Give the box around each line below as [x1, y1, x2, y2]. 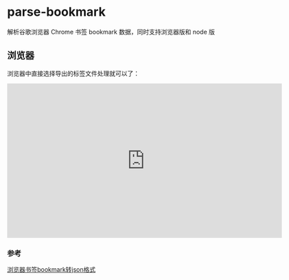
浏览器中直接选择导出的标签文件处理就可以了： [7, 69, 139, 78]
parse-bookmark [7, 4, 106, 20]
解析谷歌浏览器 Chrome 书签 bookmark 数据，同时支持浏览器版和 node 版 [7, 27, 215, 36]
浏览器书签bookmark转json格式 [7, 266, 96, 274]
